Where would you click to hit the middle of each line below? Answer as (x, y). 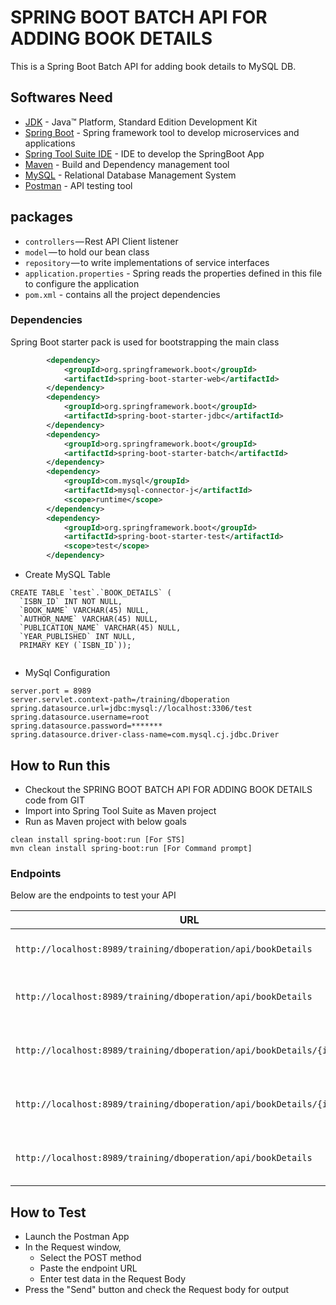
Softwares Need (61, 97)
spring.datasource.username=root (80, 717)
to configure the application (82, 283)
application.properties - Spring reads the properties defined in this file (173, 273)
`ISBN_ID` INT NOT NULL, (71, 602)
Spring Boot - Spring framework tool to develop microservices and (162, 132)
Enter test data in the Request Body (112, 1279)
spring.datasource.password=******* (86, 726)
